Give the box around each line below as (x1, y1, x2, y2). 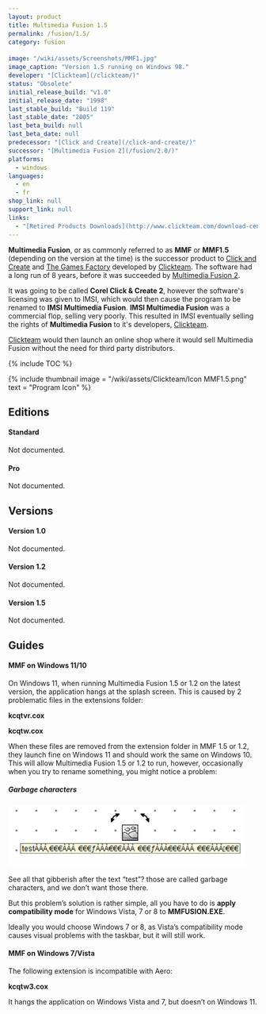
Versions (8, 504, 54, 518)
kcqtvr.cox (8, 711, 45, 720)
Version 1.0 (8, 526, 46, 536)
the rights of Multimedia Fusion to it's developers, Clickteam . (8, 319, 209, 329)
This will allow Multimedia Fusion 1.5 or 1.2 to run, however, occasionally (8, 758, 244, 768)
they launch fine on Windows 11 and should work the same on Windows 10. (8, 750, 253, 759)
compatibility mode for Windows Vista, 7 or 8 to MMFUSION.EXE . (8, 906, 226, 916)
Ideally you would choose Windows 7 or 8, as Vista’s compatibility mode (8, 922, 244, 931)
